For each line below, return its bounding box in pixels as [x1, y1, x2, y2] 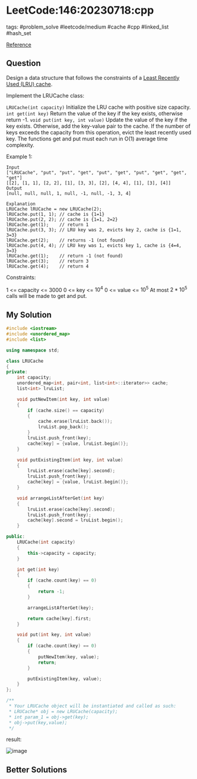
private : [6, 369, 28, 375]
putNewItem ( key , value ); [37, 654, 100, 660]
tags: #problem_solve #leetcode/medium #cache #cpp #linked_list [6, 23, 169, 30]
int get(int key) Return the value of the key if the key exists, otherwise [6, 109, 183, 117]
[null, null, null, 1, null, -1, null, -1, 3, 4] [6, 190, 132, 196]
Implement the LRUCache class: [6, 92, 85, 99]
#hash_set [6, 29, 31, 36]
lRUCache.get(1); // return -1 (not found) [6, 253, 123, 259]
